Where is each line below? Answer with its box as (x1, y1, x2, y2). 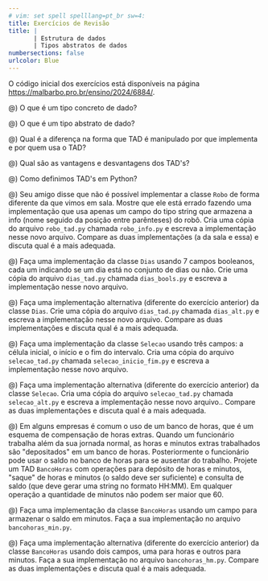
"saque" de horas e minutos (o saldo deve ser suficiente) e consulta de (8, 472, 244, 482)
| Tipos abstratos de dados (33, 42, 128, 50)
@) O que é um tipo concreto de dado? (8, 102, 138, 113)
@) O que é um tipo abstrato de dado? (8, 118, 135, 128)
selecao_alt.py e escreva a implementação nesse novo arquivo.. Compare (8, 397, 256, 406)
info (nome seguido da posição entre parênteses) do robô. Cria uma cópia (8, 215, 254, 225)
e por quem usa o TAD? (8, 142, 87, 152)
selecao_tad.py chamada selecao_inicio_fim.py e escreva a (8, 356, 210, 365)
